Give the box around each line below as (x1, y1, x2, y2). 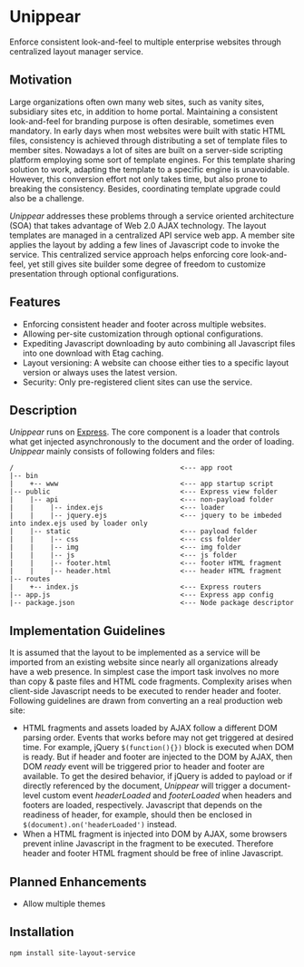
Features (9, 295, 61, 310)
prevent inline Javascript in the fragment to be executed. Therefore (22, 838, 274, 849)
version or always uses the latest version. (22, 366, 178, 377)
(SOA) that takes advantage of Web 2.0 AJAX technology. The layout (9, 220, 267, 230)
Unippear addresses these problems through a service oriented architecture (9, 210, 295, 221)
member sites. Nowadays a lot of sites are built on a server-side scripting (9, 144, 283, 155)
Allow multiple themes (22, 898, 106, 909)
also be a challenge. (9, 192, 84, 203)
